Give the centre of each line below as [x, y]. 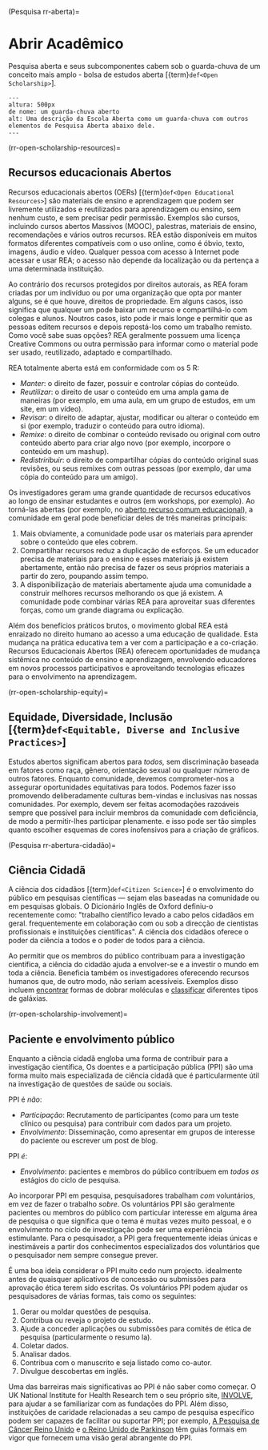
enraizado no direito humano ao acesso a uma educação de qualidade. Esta [133, 634]
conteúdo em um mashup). [64, 451]
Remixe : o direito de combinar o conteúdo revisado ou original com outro [140, 434]
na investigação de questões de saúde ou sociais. [91, 1084]
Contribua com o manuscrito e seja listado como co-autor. [116, 1363]
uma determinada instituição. [56, 268]
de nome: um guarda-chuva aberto [64, 111]
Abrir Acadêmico [66, 44]
